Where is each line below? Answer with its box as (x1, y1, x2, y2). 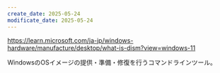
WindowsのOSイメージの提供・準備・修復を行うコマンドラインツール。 (7, 58, 217, 67)
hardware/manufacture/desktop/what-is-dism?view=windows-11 (7, 44, 196, 52)
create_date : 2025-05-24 (7, 10, 81, 18)
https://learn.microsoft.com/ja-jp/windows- (7, 36, 134, 44)
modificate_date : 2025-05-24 (7, 17, 93, 24)
